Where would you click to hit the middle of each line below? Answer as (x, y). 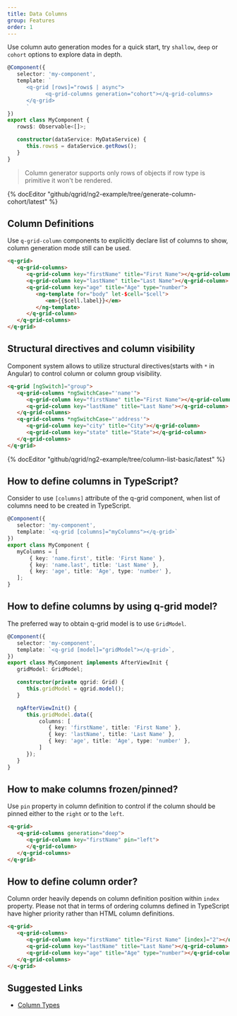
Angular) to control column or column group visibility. (85, 373)
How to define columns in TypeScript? (93, 481)
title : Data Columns (38, 14)
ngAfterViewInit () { (47, 708)
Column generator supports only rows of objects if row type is (115, 173)
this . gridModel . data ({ (59, 715)
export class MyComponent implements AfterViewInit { (88, 663)
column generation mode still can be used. (69, 248)
